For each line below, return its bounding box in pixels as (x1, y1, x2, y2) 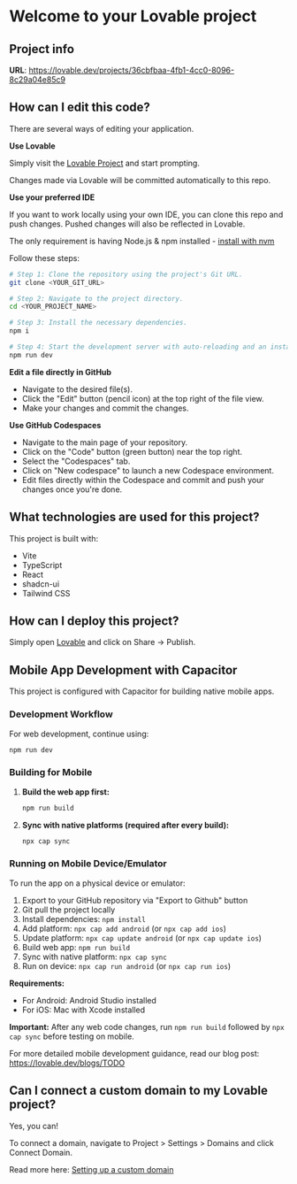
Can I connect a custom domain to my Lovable (9, 1083, 268, 1098)
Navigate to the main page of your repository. (21, 436, 188, 448)
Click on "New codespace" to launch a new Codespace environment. (21, 465, 274, 475)
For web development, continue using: (9, 728, 149, 739)
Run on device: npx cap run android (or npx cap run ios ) (21, 960, 232, 971)
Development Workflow (9, 708, 113, 720)
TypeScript (21, 559, 63, 570)
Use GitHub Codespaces (9, 419, 102, 430)
